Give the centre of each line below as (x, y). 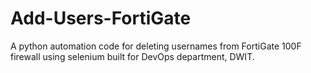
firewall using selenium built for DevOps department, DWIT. (132, 56)
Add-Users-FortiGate (101, 18)
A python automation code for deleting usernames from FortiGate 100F (156, 46)
